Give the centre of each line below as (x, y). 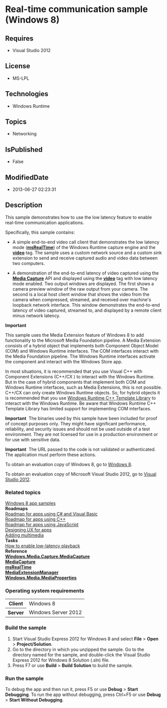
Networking (24, 134)
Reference (16, 551)
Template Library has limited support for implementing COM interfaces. (78, 408)
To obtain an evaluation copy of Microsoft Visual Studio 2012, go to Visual (81, 474)
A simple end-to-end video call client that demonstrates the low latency (86, 242)
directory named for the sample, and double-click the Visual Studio (81, 654)
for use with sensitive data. (33, 439)
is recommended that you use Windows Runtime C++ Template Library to (81, 398)
